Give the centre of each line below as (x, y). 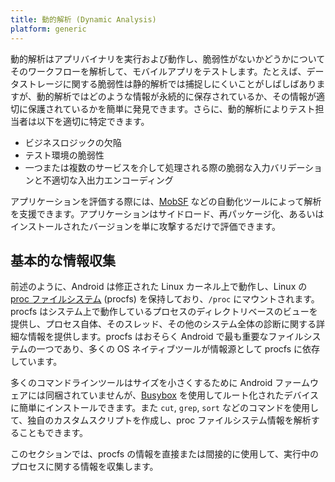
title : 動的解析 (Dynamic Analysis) (83, 19)
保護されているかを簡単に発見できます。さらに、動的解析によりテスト (171, 108)
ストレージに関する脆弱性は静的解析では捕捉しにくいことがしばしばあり (167, 83)
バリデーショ (296, 167)
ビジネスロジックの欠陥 (73, 142)
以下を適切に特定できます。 (93, 121)
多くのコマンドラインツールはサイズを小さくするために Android (141, 383)
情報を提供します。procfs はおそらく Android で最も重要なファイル (165, 337)
